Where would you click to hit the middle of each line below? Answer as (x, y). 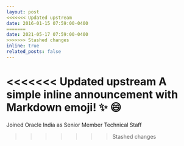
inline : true (23, 46)
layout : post (23, 12)
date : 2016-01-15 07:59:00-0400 (47, 23)
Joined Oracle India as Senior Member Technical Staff (74, 125)
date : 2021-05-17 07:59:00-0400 (47, 35)
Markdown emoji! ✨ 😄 (64, 107)
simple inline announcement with (92, 94)
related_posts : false (34, 52)
